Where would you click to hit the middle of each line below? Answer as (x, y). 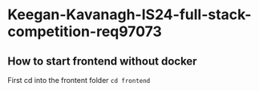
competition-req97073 (85, 32)
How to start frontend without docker (102, 61)
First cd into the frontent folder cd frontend (79, 80)
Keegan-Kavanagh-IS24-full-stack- (129, 15)
